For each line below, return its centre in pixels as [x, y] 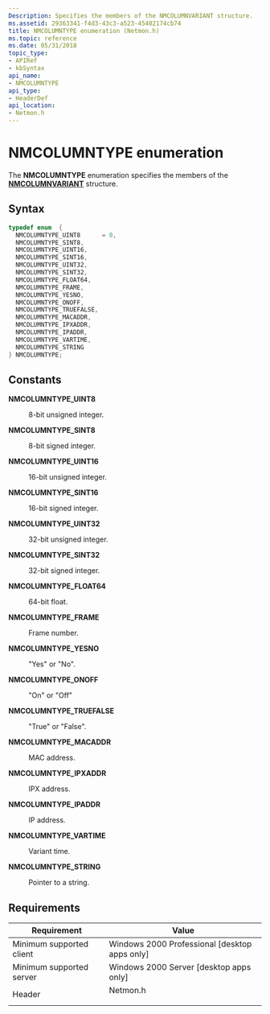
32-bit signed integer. [64, 571]
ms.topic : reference [43, 38]
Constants [35, 379]
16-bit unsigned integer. [67, 477]
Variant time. [49, 851]
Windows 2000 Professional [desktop [180, 944]
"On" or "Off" [51, 695]
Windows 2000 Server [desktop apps [180, 967]
